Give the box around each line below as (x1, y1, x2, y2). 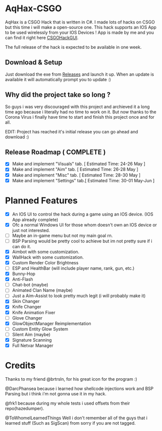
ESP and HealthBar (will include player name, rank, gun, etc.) (12, 265, 135, 271)
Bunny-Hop (12, 271, 36, 277)
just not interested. (12, 227, 50, 233)
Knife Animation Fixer (12, 309, 56, 315)
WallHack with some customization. (12, 254, 84, 260)
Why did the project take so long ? (5, 91, 111, 99)
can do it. (12, 243, 31, 249)
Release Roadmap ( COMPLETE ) (5, 148, 106, 156)
